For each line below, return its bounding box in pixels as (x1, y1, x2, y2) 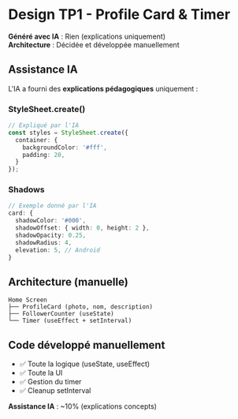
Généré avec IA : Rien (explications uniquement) (8, 32, 166, 41)
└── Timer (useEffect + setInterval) (8, 317, 132, 325)
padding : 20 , (22, 151, 65, 159)
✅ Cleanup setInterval (19, 386, 91, 395)
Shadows (8, 184, 45, 195)
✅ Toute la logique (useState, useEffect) (19, 359, 151, 368)
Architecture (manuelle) (8, 275, 128, 289)
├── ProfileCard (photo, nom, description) (8, 303, 154, 311)
